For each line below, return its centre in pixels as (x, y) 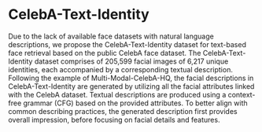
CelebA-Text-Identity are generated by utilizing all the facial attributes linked (131, 86)
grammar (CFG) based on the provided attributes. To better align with (135, 103)
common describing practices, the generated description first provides (123, 111)
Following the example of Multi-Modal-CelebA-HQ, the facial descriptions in (131, 78)
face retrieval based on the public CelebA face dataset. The (105, 53)
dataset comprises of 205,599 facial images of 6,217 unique (131, 61)
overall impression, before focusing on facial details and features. (114, 119)
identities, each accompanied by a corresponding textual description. (121, 69)
